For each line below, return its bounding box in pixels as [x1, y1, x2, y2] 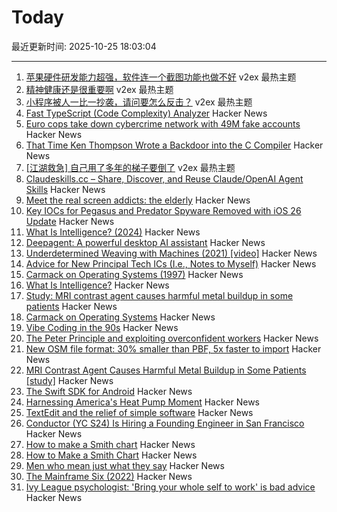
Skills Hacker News [25, 183, 106, 195]
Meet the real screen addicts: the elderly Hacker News [25, 194, 251, 206]
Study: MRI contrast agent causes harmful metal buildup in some [25, 289, 294, 301]
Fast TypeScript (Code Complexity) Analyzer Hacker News [25, 107, 268, 119]
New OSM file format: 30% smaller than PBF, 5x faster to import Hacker [25, 342, 322, 355]
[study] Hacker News [25, 374, 114, 386]
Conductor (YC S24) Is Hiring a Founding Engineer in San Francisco [25, 417, 305, 429]
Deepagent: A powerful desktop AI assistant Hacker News [25, 236, 266, 248]
